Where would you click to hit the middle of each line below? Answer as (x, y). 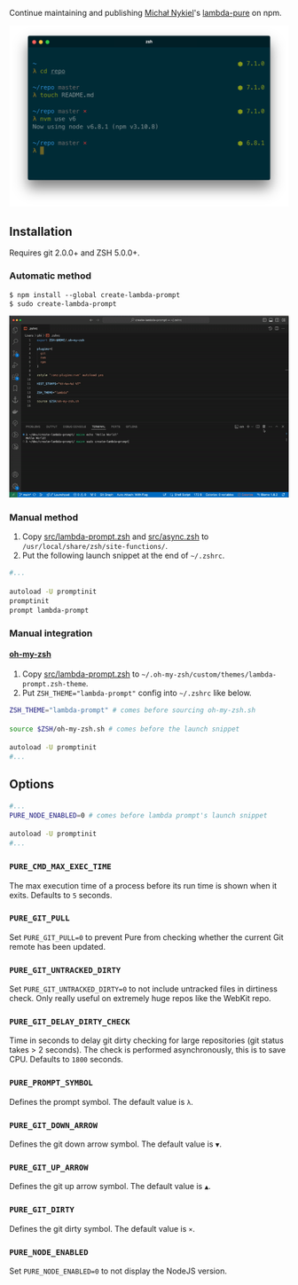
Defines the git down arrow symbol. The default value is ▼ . (115, 1144)
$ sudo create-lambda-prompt (63, 304)
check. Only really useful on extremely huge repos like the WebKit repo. (141, 999)
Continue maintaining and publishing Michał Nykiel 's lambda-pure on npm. (145, 13)
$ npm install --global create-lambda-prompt (94, 295)
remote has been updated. (58, 946)
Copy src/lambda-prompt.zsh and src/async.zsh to (115, 537)
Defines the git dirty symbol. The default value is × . (102, 1228)
